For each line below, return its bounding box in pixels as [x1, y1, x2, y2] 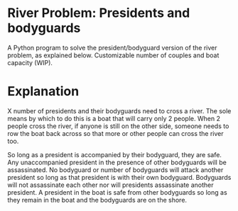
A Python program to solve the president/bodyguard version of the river [7, 43, 218, 52]
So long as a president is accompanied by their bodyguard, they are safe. [7, 150, 222, 159]
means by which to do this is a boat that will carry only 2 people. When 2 [7, 114, 220, 122]
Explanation [7, 84, 80, 100]
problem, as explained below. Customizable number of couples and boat [7, 51, 220, 59]
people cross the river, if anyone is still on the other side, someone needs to [7, 122, 229, 130]
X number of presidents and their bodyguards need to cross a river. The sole [7, 106, 232, 115]
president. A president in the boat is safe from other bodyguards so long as [7, 188, 227, 196]
